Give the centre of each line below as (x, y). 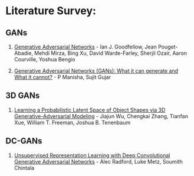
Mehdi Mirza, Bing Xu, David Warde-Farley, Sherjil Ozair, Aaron (111, 53)
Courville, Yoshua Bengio (45, 59)
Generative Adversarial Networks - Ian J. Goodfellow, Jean (85, 47)
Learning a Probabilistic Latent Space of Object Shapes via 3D (90, 110)
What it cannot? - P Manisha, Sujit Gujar (63, 77)
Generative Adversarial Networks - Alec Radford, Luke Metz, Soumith (98, 161)
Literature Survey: (51, 11)
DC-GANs (24, 141)
